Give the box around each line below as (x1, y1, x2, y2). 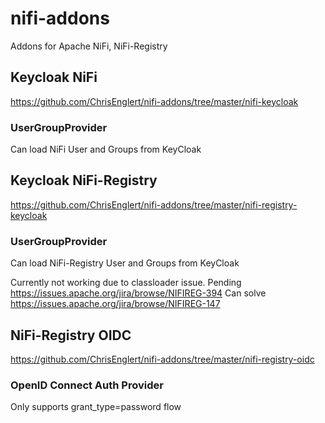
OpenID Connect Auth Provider (10, 378, 164, 392)
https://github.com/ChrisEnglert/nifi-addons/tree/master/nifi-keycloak (10, 95, 299, 107)
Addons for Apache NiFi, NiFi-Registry (10, 40, 168, 52)
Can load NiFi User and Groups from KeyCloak (10, 143, 202, 156)
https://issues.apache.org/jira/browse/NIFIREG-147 (10, 298, 221, 310)
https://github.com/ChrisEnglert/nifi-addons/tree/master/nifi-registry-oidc (10, 353, 315, 365)
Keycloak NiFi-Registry (10, 172, 158, 189)
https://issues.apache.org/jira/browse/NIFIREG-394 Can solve (10, 287, 267, 299)
